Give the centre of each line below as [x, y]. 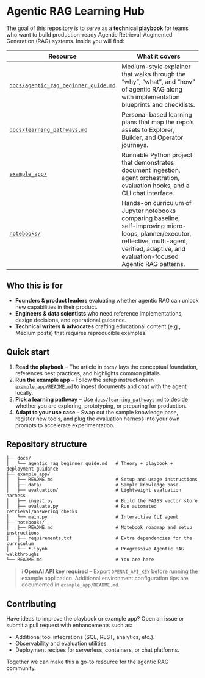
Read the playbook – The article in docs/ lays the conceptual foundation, [106, 367]
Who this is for [34, 286]
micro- [177, 226]
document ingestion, [151, 170]
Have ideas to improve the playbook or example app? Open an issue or [95, 619]
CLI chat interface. [148, 193]
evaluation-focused [150, 256]
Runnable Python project [157, 155]
